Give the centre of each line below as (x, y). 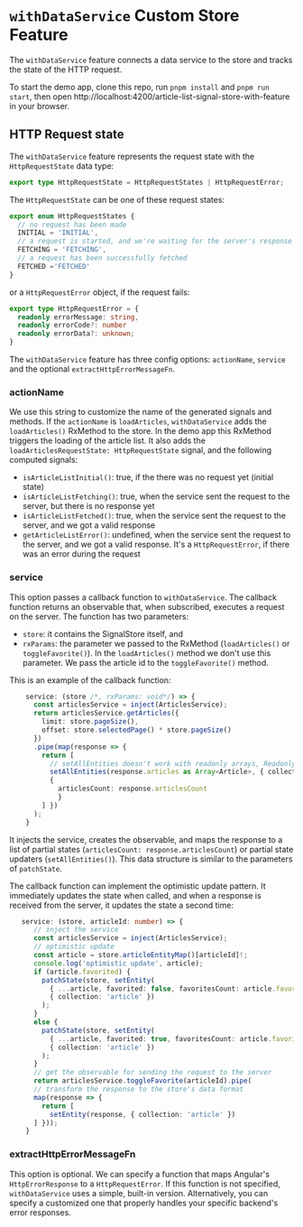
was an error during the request (82, 554)
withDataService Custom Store (124, 16)
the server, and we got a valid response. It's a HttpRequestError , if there (156, 544)
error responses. (41, 1212)
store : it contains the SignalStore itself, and (102, 633)
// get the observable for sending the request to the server (152, 1073)
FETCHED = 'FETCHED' (54, 266)
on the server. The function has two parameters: (99, 616)
